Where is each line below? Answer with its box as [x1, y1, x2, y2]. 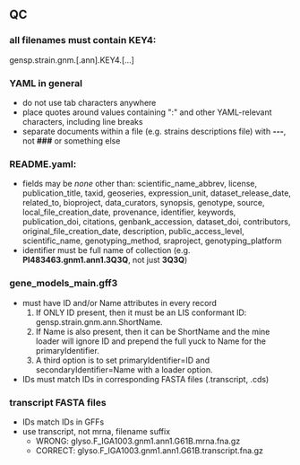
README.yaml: [9, 157, 77, 170]
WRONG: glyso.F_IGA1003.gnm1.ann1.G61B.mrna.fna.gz [35, 435, 241, 446]
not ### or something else [21, 135, 121, 146]
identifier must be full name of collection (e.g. [21, 245, 191, 256]
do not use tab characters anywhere [21, 97, 157, 108]
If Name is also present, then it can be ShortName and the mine [35, 326, 270, 337]
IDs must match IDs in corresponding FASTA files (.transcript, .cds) [21, 373, 270, 384]
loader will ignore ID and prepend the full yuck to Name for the [35, 336, 267, 347]
